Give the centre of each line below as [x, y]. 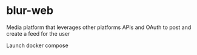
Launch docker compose [37, 45]
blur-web [30, 11]
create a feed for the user [38, 33]
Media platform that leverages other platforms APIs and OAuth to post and [99, 27]
